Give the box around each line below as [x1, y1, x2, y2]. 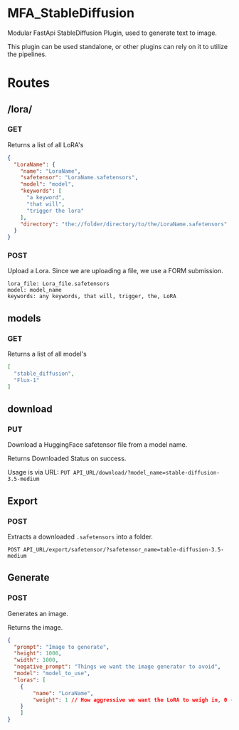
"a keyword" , [26, 194, 65, 201]
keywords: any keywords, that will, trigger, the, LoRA [7, 293, 176, 300]
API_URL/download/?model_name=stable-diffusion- [73, 470, 221, 477]
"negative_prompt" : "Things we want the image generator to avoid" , [14, 663, 221, 670]
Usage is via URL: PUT [7, 468, 70, 477]
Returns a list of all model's [7, 350, 87, 359]
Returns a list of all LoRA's [7, 140, 84, 149]
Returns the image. [7, 623, 63, 631]
